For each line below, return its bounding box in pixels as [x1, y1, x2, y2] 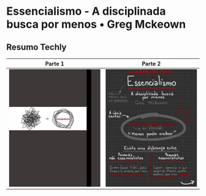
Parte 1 [45, 60, 64, 67]
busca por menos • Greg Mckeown [6, 17, 186, 31]
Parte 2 [142, 60, 161, 67]
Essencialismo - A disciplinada [6, 4, 166, 18]
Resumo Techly [6, 42, 67, 52]
